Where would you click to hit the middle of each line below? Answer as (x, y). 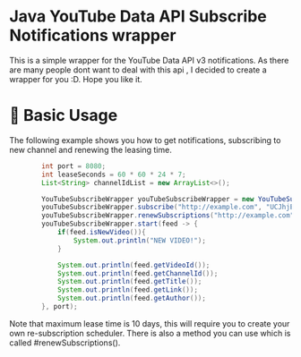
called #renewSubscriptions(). (65, 343)
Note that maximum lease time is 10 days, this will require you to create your (150, 323)
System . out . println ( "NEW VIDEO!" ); (139, 240)
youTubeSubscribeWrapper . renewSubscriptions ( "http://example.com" (168, 216)
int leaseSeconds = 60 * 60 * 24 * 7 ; (114, 174)
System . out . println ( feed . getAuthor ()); (131, 298)
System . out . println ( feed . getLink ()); (128, 290)
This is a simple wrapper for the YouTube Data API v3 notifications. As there (149, 60)
